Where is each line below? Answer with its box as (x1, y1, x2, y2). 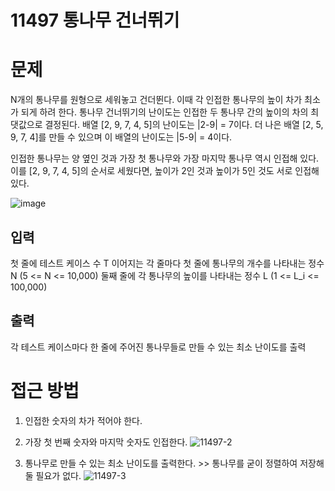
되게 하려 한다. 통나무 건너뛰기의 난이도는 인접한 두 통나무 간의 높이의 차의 (20, 106, 309, 118)
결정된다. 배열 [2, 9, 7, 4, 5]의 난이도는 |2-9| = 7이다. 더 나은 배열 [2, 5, (44, 119, 324, 131)
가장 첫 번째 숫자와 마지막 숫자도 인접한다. (24, 436, 188, 448)
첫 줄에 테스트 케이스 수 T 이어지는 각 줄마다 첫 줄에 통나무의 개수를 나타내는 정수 (10, 257, 325, 269)
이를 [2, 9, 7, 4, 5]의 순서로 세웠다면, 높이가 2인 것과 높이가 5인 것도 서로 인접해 (10, 165, 320, 177)
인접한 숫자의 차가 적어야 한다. (24, 414, 143, 426)
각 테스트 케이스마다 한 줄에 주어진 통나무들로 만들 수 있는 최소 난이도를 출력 (10, 341, 307, 353)
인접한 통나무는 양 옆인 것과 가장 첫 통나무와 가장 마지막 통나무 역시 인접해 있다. (10, 152, 320, 165)
